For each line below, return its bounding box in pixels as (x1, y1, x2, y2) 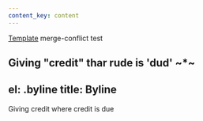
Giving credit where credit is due (8, 104, 115, 113)
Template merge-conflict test (8, 33, 103, 43)
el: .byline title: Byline (8, 83, 117, 96)
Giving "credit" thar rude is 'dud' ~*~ (8, 56, 196, 70)
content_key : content (8, 11, 80, 20)
